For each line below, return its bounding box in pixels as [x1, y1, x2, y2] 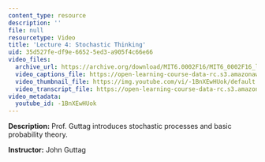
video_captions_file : [15, 70, 87, 78]
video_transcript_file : [15, 85, 93, 93]
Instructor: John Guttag [8, 145, 87, 155]
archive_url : [15, 63, 58, 71]
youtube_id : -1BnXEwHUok [15, 100, 97, 107]
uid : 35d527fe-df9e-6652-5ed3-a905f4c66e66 [8, 48, 154, 56]
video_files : [8, 56, 51, 64]
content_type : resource [8, 11, 87, 20]
